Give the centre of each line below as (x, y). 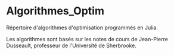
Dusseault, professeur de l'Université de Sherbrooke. (72, 45)
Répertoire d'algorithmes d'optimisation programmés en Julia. (82, 27)
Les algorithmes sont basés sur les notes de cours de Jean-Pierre (87, 39)
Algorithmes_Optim (55, 11)
